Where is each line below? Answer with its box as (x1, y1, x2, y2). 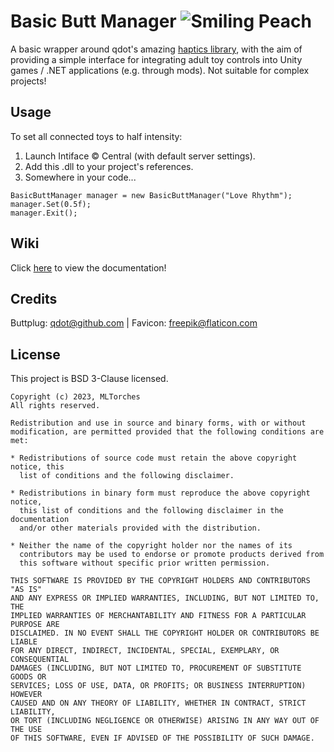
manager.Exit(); (10, 208, 78, 218)
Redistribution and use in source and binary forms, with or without (10, 418, 307, 429)
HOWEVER (10, 690, 43, 700)
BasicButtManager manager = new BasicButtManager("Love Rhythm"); (10, 190, 293, 200)
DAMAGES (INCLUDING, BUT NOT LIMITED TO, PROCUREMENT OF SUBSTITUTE (10, 663, 302, 674)
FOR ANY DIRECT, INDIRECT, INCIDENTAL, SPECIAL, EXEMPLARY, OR (10, 646, 280, 656)
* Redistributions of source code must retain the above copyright (10, 453, 298, 464)
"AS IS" (10, 585, 43, 595)
